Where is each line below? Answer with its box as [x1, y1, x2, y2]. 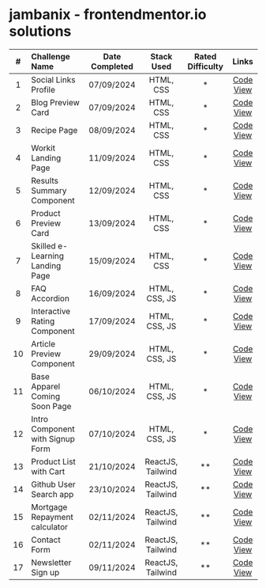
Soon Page [31, 400, 72, 412]
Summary [31, 184, 67, 195]
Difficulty [187, 61, 224, 72]
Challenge [31, 51, 70, 62]
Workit [31, 142, 56, 154]
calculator [31, 521, 69, 532]
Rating [31, 315, 55, 326]
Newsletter [31, 556, 72, 567]
